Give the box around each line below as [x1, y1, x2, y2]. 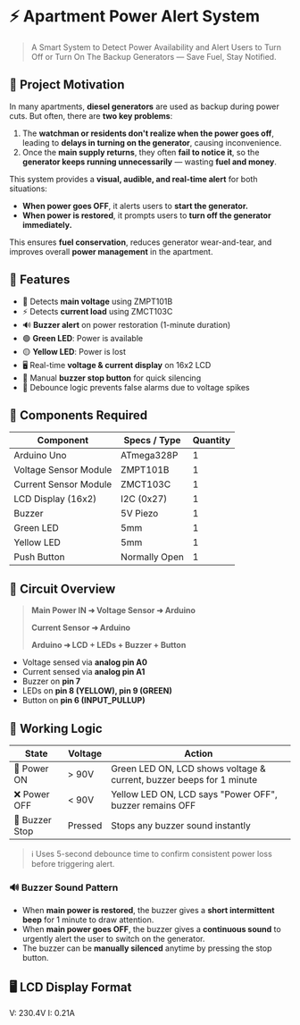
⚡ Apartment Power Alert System [9, 6, 261, 27]
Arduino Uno [13, 449, 67, 462]
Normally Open [120, 550, 185, 563]
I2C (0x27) [120, 492, 168, 505]
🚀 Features [9, 273, 71, 288]
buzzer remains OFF [111, 800, 196, 811]
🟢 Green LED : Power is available [21, 332, 144, 343]
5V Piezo [120, 508, 159, 520]
